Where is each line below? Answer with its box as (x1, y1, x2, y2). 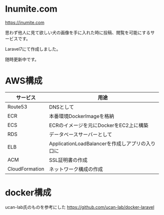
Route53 (7, 103, 28, 110)
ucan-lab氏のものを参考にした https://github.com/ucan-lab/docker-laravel (5, 204, 155, 210)
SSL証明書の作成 (49, 156, 88, 163)
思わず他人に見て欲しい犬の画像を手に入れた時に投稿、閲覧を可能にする (5, 29, 151, 35)
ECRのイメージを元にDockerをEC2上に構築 (49, 122, 149, 129)
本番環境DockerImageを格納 (49, 113, 114, 119)
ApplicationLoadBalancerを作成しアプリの (49, 140, 146, 147)
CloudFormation (7, 165, 45, 172)
